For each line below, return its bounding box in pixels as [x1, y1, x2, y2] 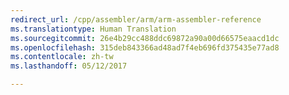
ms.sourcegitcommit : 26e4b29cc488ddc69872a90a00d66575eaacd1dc [10, 33, 280, 43]
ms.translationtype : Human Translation [10, 24, 177, 34]
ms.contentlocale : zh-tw [10, 52, 114, 62]
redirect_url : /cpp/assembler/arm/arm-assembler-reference [10, 14, 262, 25]
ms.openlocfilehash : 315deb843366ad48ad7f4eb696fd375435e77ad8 [10, 42, 280, 53]
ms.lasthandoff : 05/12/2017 [10, 61, 128, 71]
